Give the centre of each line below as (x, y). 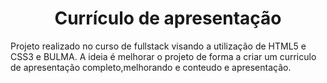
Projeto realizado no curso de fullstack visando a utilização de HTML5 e (158, 46)
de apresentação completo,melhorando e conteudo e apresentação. (151, 67)
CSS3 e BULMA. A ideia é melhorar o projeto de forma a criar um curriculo (163, 56)
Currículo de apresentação (168, 18)
